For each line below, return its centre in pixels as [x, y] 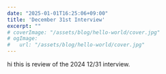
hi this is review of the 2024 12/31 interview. [69, 64]
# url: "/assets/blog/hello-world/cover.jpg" [76, 45]
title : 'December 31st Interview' [56, 20]
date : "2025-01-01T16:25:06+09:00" [58, 13]
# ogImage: [23, 39]
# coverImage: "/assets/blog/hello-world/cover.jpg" [84, 32]
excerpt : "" [24, 26]
